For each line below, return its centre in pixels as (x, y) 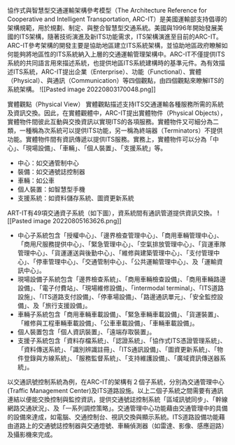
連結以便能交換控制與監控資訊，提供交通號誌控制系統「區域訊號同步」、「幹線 (117, 399)
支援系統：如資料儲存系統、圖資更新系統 (76, 198)
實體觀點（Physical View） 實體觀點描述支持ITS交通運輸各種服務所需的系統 (116, 104)
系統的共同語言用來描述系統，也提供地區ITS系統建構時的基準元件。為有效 (113, 63)
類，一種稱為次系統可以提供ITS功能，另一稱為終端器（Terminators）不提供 (115, 131)
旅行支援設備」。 (68, 305)
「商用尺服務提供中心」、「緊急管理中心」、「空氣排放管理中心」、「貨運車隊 (121, 244)
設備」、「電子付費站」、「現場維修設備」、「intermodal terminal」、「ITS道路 (121, 288)
